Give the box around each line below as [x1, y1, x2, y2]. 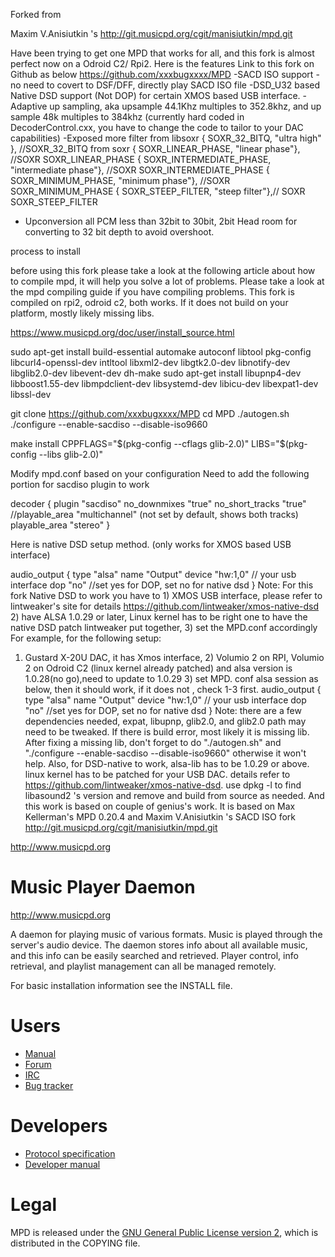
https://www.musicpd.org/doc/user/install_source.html [10, 327, 235, 338]
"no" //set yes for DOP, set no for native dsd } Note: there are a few [24, 705, 302, 716]
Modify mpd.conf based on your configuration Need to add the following [10, 468, 310, 479]
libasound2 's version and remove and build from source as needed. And [24, 790, 325, 801]
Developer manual [24, 1158, 101, 1170]
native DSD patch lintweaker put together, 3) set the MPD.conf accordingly [10, 622, 318, 633]
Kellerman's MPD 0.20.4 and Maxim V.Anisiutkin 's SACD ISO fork [24, 811, 296, 823]
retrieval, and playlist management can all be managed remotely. [10, 960, 277, 972]
